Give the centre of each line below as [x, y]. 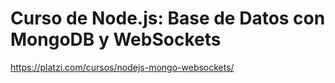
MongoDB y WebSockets [116, 39]
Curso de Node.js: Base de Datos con [168, 18]
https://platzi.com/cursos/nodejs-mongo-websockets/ [122, 67]
